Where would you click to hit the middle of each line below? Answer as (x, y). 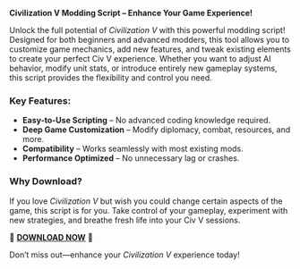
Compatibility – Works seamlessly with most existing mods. (133, 149)
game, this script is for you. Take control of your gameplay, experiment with (149, 210)
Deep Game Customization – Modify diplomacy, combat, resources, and (156, 130)
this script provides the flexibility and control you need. (111, 78)
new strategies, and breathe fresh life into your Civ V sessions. (125, 220)
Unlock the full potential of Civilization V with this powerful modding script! (147, 30)
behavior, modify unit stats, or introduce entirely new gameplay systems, (143, 68)
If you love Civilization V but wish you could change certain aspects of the (146, 201)
